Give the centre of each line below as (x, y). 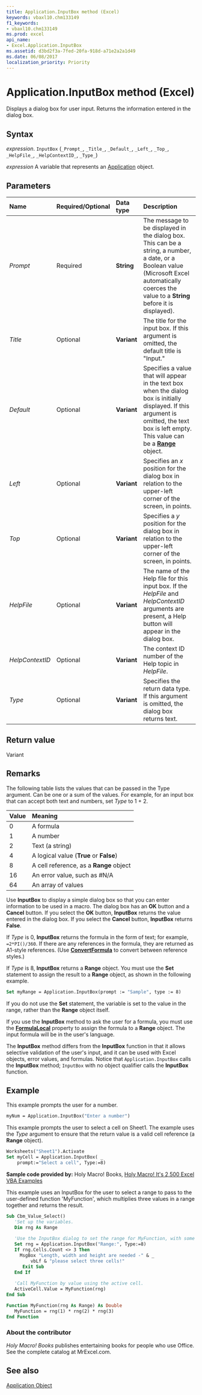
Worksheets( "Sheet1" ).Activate (45, 1152)
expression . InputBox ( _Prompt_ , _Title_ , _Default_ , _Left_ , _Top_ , (88, 149)
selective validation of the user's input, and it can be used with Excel (91, 1052)
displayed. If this (166, 406)
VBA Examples (25, 1180)
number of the (163, 656)
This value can (164, 436)
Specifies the (162, 681)
